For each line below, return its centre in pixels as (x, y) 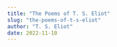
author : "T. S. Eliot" (40, 26)
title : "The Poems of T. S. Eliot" (59, 13)
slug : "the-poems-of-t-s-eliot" (54, 20)
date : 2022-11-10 (32, 33)
